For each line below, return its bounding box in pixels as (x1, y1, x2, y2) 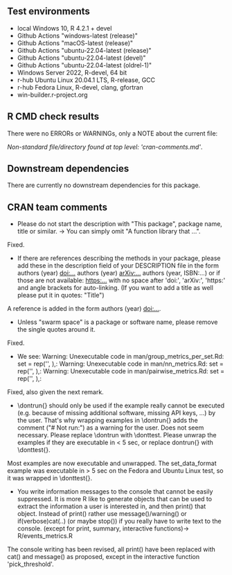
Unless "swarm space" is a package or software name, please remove (17, 318, 218, 326)
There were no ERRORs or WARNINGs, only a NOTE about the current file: (7, 129, 218, 138)
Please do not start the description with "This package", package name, (17, 220, 223, 228)
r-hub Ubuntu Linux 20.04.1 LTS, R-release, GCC (17, 76, 156, 84)
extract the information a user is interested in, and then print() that (17, 502, 206, 510)
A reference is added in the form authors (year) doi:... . (7, 305, 161, 313)
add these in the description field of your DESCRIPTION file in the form (17, 261, 220, 270)
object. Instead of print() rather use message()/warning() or (17, 510, 187, 518)
